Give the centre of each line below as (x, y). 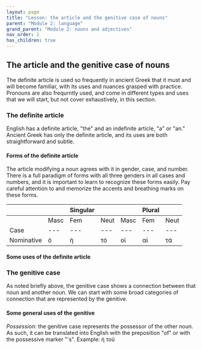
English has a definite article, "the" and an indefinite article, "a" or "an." (96, 128)
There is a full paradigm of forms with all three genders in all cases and (96, 175)
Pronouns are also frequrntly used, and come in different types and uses (98, 93)
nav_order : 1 (23, 35)
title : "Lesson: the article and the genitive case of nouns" (87, 18)
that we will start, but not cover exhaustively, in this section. (81, 99)
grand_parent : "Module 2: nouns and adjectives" (69, 29)
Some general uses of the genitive (51, 313)
